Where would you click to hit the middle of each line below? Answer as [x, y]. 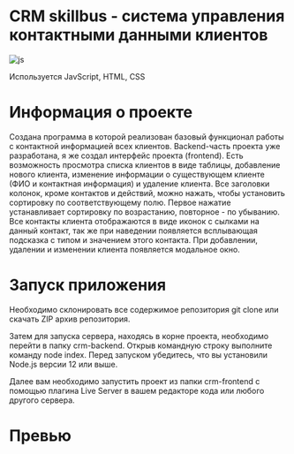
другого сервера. [42, 400]
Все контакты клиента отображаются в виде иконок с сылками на [135, 221]
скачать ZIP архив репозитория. [70, 319]
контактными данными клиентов [139, 35]
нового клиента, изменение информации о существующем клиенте [137, 174]
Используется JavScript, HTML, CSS [77, 76]
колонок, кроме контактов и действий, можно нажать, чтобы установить [147, 193]
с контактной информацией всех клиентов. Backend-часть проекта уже [145, 146]
